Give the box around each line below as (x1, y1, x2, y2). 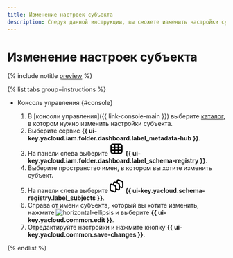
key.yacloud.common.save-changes (27, 230, 137, 239)
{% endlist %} (7, 244, 47, 252)
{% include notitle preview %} (7, 72, 93, 80)
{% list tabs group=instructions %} (7, 85, 106, 93)
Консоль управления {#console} (17, 99, 113, 107)
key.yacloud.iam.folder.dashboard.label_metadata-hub (27, 134, 192, 142)
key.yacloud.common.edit (27, 216, 105, 224)
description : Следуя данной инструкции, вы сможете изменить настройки (7, 18, 218, 26)
